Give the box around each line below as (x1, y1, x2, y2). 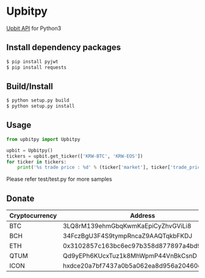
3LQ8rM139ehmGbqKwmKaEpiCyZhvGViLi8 (63, 222, 192, 230)
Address (130, 211, 156, 220)
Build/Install (6, 81, 53, 91)
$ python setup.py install (6, 103, 75, 110)
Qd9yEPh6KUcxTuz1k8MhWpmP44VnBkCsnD (63, 252, 197, 260)
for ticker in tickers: (6, 159, 67, 165)
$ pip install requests (6, 64, 67, 70)
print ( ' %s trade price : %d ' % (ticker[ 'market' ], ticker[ (17, 164, 171, 171)
